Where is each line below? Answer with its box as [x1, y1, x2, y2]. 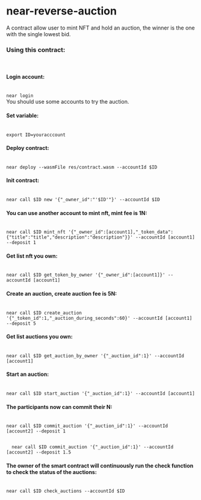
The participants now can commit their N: [6, 403, 113, 410]
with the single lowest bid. [6, 30, 71, 37]
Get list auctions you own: [6, 333, 73, 340]
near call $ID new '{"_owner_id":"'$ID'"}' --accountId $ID [6, 197, 161, 203]
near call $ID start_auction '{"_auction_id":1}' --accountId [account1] [6, 390, 196, 397]
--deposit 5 [6, 320, 36, 327]
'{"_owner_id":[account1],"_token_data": [68, 229, 173, 236]
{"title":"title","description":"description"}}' [6, 234, 134, 240]
